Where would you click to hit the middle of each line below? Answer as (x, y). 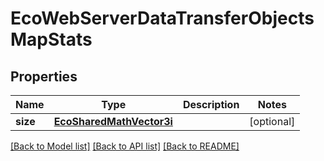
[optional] (272, 121)
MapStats (51, 39)
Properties (44, 76)
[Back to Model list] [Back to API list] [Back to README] (125, 146)
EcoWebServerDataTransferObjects (162, 18)
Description (211, 104)
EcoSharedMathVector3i (113, 121)
